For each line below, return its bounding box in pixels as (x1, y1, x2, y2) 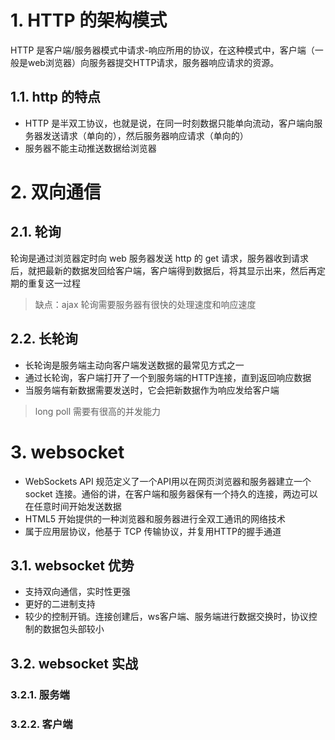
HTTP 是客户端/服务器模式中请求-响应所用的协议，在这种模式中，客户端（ (10, 44, 315, 56)
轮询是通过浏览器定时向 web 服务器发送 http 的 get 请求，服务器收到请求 (10, 252, 309, 264)
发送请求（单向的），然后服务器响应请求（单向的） (42, 129, 249, 141)
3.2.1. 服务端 (10, 687, 70, 701)
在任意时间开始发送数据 (24, 500, 122, 512)
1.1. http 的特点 (10, 89, 102, 106)
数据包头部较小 (42, 623, 105, 635)
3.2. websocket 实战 (10, 655, 138, 672)
